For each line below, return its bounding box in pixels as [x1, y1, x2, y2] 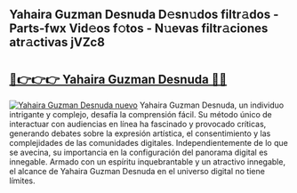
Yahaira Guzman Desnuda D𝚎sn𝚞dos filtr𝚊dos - [9, 7, 279, 22]
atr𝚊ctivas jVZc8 [9, 35, 105, 50]
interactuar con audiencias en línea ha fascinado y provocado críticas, [9, 119, 267, 129]
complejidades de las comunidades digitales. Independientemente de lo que [9, 138, 289, 148]
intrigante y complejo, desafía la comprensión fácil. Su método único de [9, 109, 273, 119]
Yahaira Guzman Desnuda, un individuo [139, 100, 285, 110]
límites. [9, 175, 36, 186]
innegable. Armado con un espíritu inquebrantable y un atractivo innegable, [9, 157, 286, 167]
